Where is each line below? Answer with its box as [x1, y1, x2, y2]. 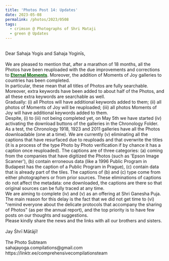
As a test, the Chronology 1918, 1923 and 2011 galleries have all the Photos [5, 126, 160, 132]
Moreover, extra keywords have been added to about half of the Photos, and [5, 88, 164, 94]
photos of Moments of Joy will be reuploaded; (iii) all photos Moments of [5, 105, 157, 110]
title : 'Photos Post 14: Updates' [5, 7, 78, 13]
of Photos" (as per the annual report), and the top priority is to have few [5, 207, 155, 213]
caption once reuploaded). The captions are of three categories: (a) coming [5, 148, 163, 153]
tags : [5, 21, 17, 27]
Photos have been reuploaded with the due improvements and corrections [5, 67, 160, 73]
